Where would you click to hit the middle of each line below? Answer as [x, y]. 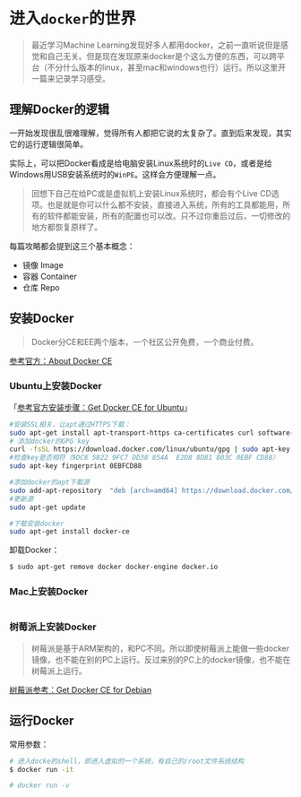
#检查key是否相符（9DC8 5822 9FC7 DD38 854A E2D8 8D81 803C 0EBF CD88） [144, 458]
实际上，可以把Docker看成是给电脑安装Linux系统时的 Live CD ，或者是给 [141, 163]
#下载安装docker [37, 524]
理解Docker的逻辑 [60, 110]
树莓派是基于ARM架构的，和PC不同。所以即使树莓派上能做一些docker [160, 648]
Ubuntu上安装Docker [56, 386]
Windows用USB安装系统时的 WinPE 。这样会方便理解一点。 [115, 174]
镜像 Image [43, 264]
